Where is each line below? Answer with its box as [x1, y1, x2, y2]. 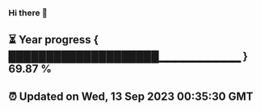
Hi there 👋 [8, 7, 48, 18]
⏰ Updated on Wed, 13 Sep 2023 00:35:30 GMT [8, 89, 254, 103]
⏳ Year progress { [8, 33, 99, 47]
